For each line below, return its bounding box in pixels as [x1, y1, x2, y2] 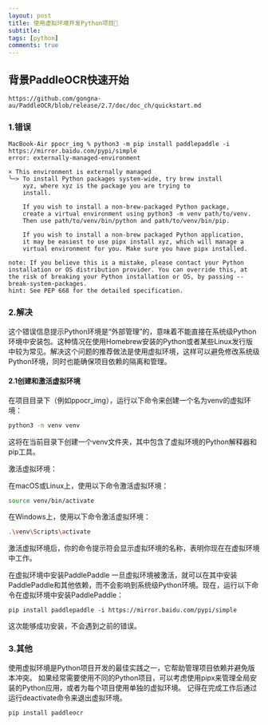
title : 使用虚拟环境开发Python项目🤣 [8, 19, 118, 27]
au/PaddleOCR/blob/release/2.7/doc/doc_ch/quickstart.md [8, 101, 202, 109]
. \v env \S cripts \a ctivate [8, 528, 91, 536]
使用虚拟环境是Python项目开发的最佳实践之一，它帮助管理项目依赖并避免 [8, 663, 249, 672]
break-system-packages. [8, 280, 88, 288]
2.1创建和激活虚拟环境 [8, 376, 81, 386]
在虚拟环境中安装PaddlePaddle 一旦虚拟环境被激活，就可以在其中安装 [8, 570, 238, 580]
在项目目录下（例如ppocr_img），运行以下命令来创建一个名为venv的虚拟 [8, 395, 245, 405]
